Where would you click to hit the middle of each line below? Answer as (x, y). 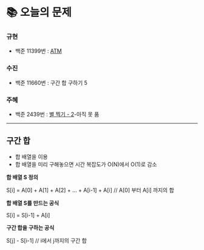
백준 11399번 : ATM (38, 51)
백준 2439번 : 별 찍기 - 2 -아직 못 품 (57, 114)
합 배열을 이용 (31, 157)
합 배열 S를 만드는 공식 (33, 203)
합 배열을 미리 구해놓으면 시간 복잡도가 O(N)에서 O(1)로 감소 (86, 164)
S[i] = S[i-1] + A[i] (28, 215)
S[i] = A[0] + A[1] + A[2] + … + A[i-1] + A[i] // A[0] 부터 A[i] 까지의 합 (90, 190)
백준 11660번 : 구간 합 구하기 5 (51, 83)
